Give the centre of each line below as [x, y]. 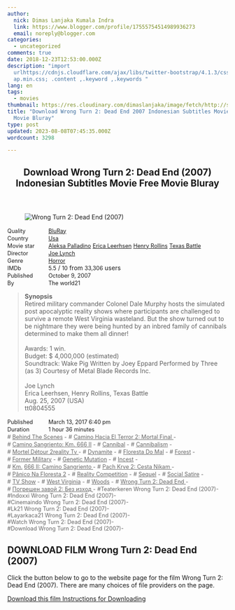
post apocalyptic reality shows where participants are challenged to [122, 311]
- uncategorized [37, 46]
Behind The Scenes [37, 436]
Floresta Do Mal [144, 452]
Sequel [147, 474]
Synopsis [38, 296]
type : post [23, 124]
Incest [126, 459]
